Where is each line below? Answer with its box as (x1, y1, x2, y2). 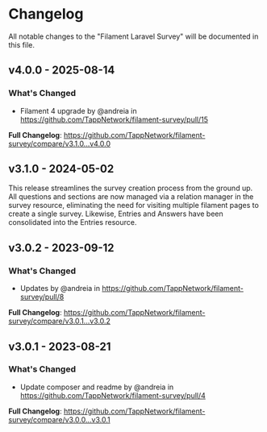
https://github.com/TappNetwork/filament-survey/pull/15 (19, 114, 208, 124)
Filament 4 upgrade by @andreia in (19, 106, 137, 115)
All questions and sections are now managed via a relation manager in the (8, 192, 254, 201)
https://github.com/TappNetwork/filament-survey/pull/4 (19, 390, 206, 400)
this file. (8, 39, 35, 49)
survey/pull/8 (19, 292, 65, 302)
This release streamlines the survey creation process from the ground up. (8, 183, 253, 193)
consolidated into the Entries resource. (8, 218, 137, 227)
